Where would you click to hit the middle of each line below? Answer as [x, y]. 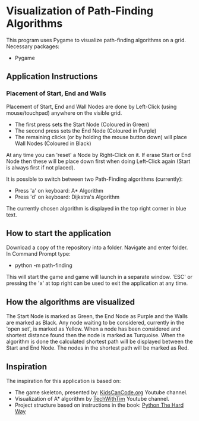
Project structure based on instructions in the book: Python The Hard [99, 405]
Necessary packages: [33, 46]
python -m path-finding [43, 265]
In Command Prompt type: [38, 254]
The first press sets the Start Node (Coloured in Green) [82, 124]
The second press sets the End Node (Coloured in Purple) [86, 131]
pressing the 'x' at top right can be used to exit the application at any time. [97, 283]
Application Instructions [52, 76]
